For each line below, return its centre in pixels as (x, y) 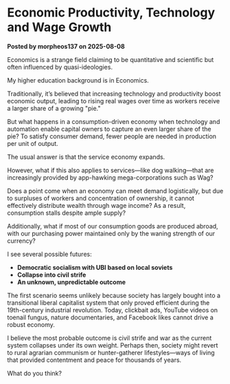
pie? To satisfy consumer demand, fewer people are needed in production (112, 136)
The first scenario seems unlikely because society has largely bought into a (114, 295)
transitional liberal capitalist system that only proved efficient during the (108, 302)
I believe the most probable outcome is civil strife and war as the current (110, 338)
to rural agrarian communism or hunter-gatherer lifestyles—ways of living (111, 352)
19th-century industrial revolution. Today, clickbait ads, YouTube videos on (113, 310)
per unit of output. (33, 143)
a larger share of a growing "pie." (54, 108)
